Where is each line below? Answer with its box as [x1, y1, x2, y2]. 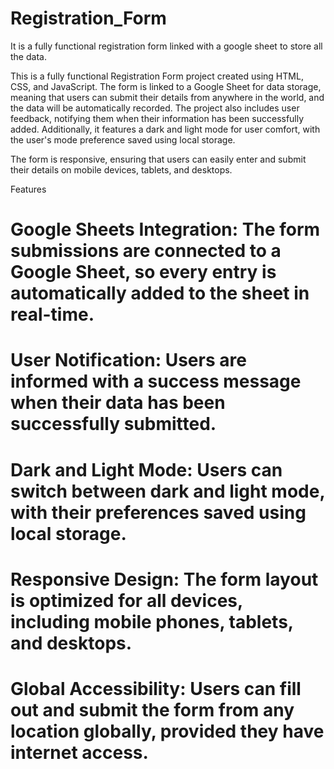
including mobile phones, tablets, [10, 610, 294, 633]
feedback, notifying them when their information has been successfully [10, 112, 305, 124]
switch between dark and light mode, [10, 480, 325, 502]
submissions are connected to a [10, 240, 282, 262]
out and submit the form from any [10, 698, 295, 721]
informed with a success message [10, 370, 302, 393]
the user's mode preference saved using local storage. [10, 133, 236, 146]
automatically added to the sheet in [10, 282, 310, 305]
